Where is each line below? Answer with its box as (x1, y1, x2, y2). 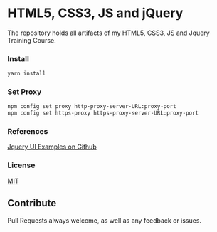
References (7, 127, 48, 137)
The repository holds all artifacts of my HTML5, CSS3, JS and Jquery (7, 28, 210, 37)
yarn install (7, 70, 46, 78)
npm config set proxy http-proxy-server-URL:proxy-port (7, 103, 176, 110)
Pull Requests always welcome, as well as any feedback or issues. (7, 216, 201, 225)
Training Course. (7, 36, 56, 44)
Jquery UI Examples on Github (7, 142, 97, 151)
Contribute (7, 197, 57, 209)
